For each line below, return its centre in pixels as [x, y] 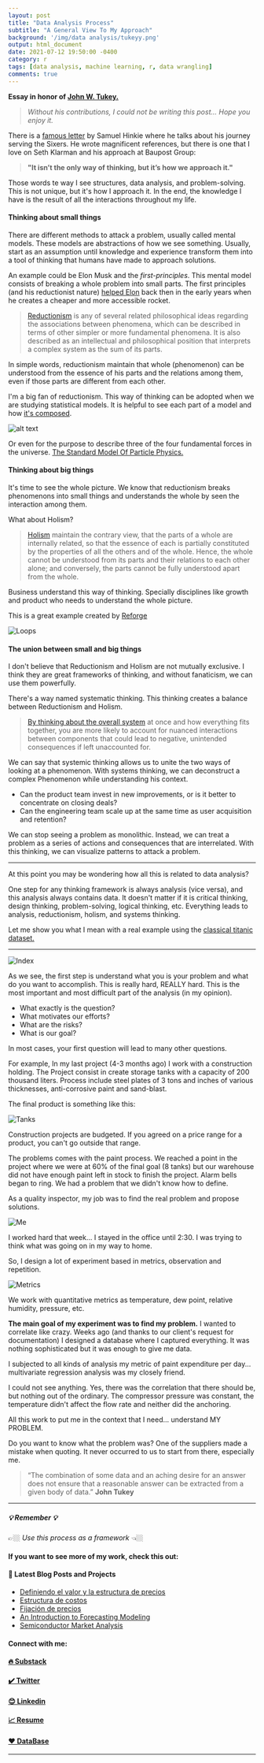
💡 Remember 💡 [33, 1517]
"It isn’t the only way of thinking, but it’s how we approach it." [130, 167]
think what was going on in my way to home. [80, 1246]
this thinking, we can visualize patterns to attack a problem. [104, 852]
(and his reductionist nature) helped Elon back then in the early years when [130, 291]
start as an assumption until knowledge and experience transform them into [130, 251]
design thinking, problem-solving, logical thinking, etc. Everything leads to [128, 906]
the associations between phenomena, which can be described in [134, 324]
